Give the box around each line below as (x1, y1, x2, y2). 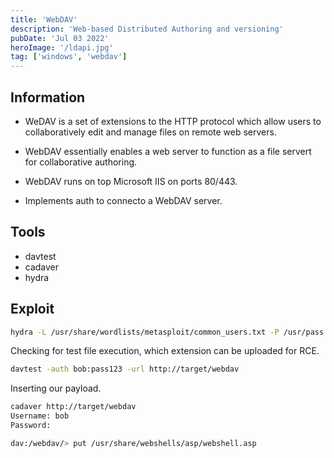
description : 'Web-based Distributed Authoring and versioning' (10, 24, 284, 34)
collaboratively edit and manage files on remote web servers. (24, 126, 277, 138)
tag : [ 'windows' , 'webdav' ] (10, 52, 128, 62)
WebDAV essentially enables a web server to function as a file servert (24, 145, 312, 157)
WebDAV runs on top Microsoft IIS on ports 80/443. (24, 175, 238, 187)
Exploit (10, 301, 55, 318)
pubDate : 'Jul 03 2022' (10, 33, 110, 43)
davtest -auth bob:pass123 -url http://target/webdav (10, 364, 240, 375)
